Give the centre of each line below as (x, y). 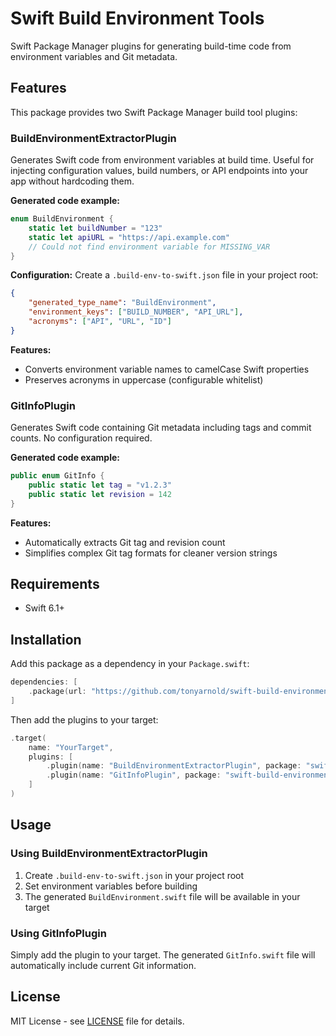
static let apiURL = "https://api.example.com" (129, 237)
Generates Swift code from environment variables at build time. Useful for (162, 160)
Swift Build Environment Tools (137, 18)
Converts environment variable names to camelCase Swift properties (167, 369)
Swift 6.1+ (44, 608)
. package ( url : (57, 692)
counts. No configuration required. (81, 438)
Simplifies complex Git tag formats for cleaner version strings (151, 553)
